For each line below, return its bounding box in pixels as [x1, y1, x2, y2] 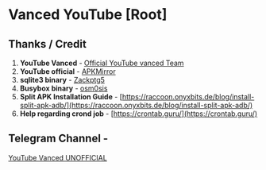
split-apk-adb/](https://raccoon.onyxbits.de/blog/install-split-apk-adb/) [19, 101, 253, 110]
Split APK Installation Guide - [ [19, 92, 123, 101]
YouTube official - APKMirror [19, 67, 117, 76]
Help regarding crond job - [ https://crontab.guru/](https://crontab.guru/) [19, 109, 258, 118]
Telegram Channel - [8, 132, 109, 145]
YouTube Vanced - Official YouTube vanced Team [19, 58, 184, 68]
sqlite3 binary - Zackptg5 [19, 75, 106, 84]
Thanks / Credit [8, 37, 87, 51]
